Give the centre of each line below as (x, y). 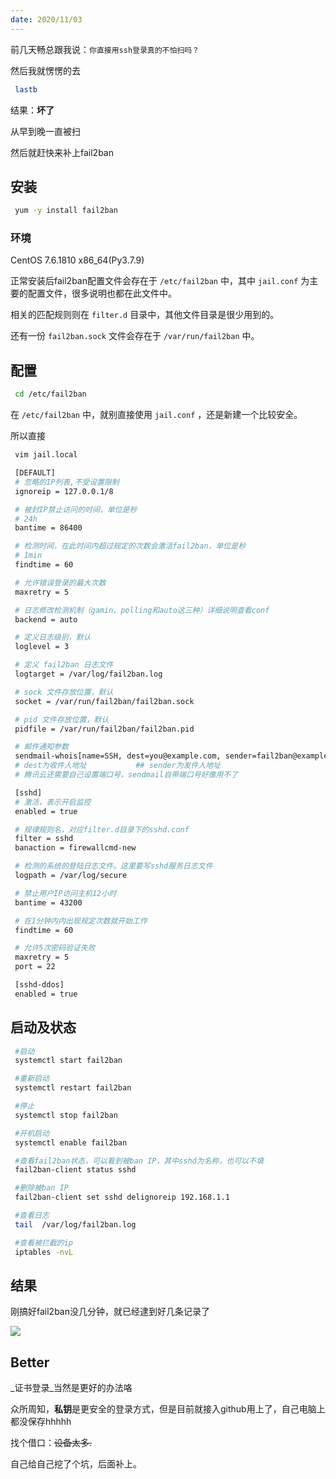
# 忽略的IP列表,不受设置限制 (67, 482)
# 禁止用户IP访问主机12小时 (65, 893)
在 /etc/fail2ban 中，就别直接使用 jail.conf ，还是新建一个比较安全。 (156, 415)
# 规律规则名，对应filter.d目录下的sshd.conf (102, 829)
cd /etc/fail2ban (50, 394)
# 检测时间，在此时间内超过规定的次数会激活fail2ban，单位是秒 (130, 546)
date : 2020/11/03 (46, 19)
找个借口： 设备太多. (51, 1443)
